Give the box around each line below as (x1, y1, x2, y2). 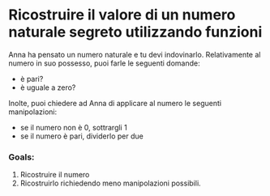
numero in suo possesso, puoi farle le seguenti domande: (8, 58, 200, 68)
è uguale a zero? (19, 83, 76, 92)
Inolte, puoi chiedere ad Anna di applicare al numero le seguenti (8, 98, 221, 108)
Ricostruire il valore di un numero (8, 6, 236, 24)
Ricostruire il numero (19, 170, 90, 180)
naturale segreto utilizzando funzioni (8, 23, 263, 41)
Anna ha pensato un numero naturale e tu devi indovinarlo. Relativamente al (8, 49, 261, 59)
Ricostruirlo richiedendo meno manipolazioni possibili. (19, 178, 201, 188)
